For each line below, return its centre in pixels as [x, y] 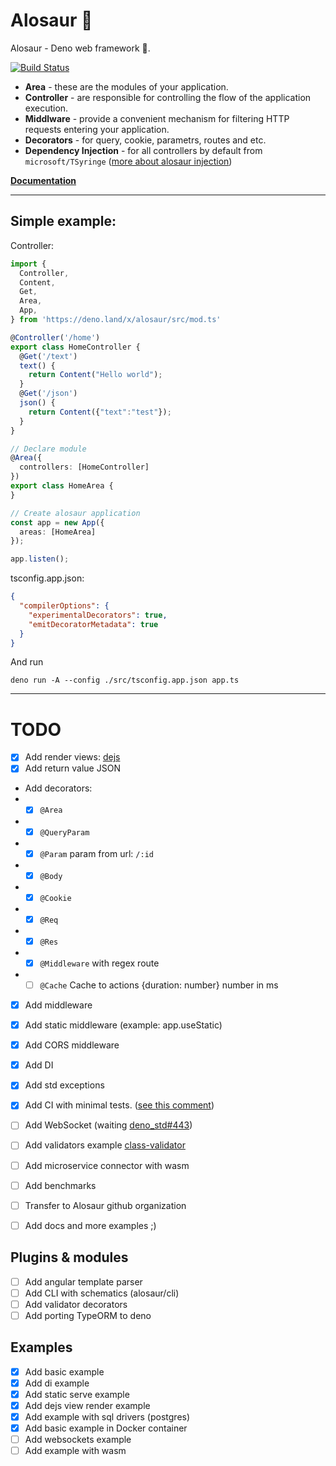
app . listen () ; [40, 559]
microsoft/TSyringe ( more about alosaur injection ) [128, 161]
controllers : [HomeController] [84, 467]
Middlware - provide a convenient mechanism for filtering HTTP [157, 118]
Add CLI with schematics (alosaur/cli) [102, 1293]
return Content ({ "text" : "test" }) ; [100, 412]
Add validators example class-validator [105, 1145]
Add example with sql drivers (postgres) [107, 1416]
